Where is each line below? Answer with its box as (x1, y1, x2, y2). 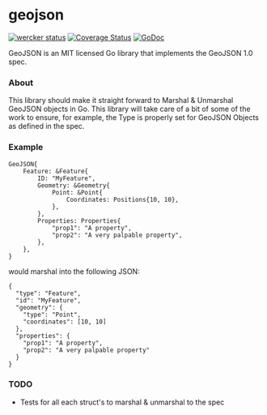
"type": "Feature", (15, 289, 82, 297)
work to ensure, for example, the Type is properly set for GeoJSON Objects (8, 113, 259, 122)
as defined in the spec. (8, 122, 85, 131)
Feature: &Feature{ (23, 167, 89, 175)
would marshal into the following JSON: (8, 266, 140, 276)
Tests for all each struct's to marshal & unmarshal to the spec (19, 397, 225, 407)
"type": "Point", (23, 310, 82, 319)
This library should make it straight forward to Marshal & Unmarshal (8, 96, 234, 105)
